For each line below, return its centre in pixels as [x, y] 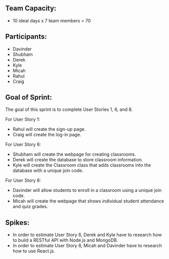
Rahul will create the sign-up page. [49, 129]
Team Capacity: [31, 8]
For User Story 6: [23, 145]
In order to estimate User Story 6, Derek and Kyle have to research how [87, 235]
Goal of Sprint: [29, 97]
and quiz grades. [30, 207]
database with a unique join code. [48, 170]
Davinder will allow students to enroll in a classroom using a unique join [87, 190]
